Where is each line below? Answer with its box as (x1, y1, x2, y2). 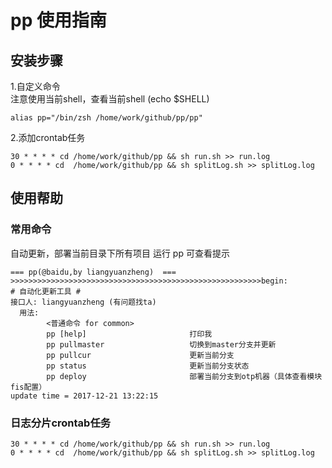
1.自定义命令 (10, 81, 61, 92)
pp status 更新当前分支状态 (46, 361, 250, 371)
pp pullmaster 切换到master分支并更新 (46, 339, 277, 350)
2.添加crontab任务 (10, 132, 86, 143)
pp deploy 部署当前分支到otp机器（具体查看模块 (46, 371, 323, 381)
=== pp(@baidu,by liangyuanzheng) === (10, 267, 177, 277)
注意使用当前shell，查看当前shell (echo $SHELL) (10, 93, 210, 105)
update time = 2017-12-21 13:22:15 (10, 391, 159, 401)
